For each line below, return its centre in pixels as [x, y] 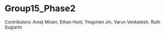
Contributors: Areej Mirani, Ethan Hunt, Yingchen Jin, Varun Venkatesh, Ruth [82, 22]
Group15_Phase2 [40, 9]
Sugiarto [13, 27]
